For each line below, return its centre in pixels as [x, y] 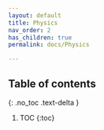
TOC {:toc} [37, 117]
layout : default [35, 15]
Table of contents [52, 84]
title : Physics [33, 23]
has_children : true [40, 37]
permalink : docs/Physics [49, 45]
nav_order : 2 [30, 30]
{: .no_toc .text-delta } [44, 102]
